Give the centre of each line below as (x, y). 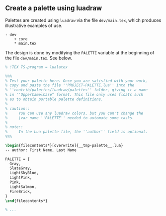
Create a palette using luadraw (54, 8)
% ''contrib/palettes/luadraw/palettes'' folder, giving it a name (77, 90)
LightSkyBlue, (24, 173)
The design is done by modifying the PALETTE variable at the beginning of (80, 52)
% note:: (14, 127)
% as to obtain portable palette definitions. (54, 99)
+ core (21, 39)
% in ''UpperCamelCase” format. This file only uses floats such (74, 95)
